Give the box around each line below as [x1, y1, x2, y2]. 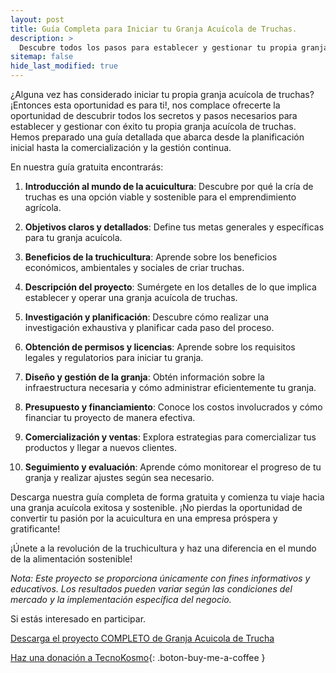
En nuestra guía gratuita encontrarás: [10, 161, 164, 173]
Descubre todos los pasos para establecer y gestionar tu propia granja [19, 42, 329, 53]
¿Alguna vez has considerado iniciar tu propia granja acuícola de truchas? [10, 89, 315, 100]
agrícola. [24, 202, 62, 213]
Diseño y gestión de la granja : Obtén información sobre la [24, 371, 265, 383]
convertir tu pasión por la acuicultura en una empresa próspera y [10, 512, 278, 524]
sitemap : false [10, 52, 74, 62]
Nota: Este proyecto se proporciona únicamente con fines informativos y [10, 572, 311, 584]
